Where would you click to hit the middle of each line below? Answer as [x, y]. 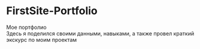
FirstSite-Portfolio [52, 11]
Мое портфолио [26, 27]
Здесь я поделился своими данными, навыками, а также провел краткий [100, 33]
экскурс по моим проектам [42, 40]
